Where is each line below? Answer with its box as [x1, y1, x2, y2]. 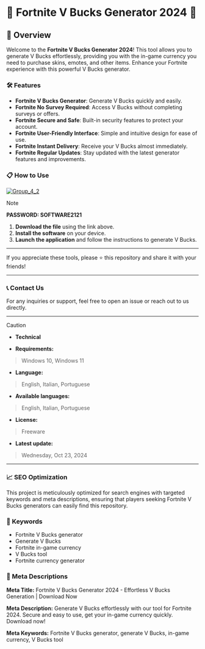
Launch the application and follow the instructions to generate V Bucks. [15, 236, 197, 243]
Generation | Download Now [6, 592, 77, 600]
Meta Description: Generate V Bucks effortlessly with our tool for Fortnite [6, 604, 192, 612]
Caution [6, 321, 26, 328]
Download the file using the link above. [15, 223, 115, 230]
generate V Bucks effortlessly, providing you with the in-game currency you [6, 53, 197, 60]
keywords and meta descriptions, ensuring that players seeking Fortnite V [6, 496, 192, 503]
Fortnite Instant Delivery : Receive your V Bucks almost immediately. [15, 143, 188, 150]
